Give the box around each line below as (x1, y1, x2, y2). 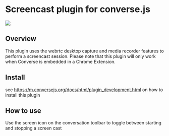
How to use (5, 106, 41, 115)
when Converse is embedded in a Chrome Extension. (5, 58, 116, 64)
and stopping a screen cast (5, 125, 62, 131)
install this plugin (5, 92, 40, 98)
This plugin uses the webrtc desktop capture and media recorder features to (5, 48, 164, 54)
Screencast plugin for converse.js (5, 4, 150, 15)
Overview (5, 34, 37, 43)
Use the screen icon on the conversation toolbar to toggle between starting (5, 120, 161, 126)
